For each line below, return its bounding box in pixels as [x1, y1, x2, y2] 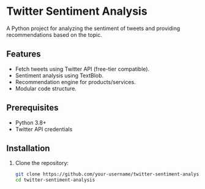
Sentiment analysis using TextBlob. [15, 72, 104, 79]
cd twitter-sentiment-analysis [15, 177, 95, 183]
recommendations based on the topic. [6, 31, 102, 38]
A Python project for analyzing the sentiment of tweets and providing [6, 25, 181, 32]
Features [6, 49, 41, 60]
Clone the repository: [15, 160, 69, 167]
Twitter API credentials [15, 125, 73, 133]
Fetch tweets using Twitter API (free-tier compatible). [15, 65, 150, 72]
